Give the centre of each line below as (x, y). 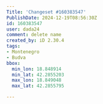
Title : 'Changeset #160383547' (46, 12)
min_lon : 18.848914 (37, 69)
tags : (13, 46)
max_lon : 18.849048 (37, 80)
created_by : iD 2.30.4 (35, 40)
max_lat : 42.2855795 (38, 86)
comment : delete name (34, 35)
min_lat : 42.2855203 (38, 75)
